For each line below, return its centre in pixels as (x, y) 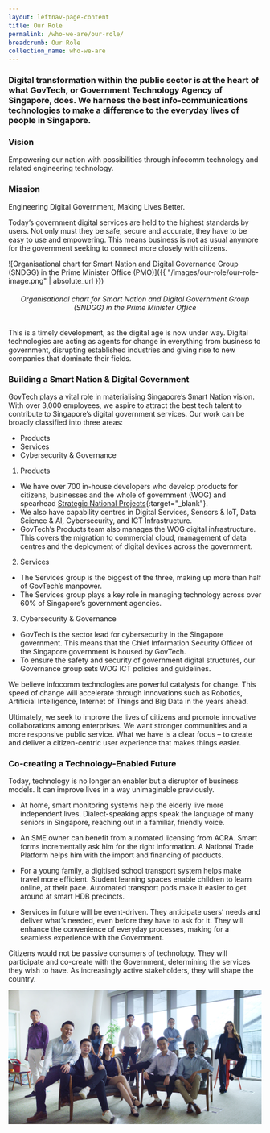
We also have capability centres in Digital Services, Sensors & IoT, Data (138, 513)
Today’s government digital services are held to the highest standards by (129, 222)
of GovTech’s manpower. (61, 586)
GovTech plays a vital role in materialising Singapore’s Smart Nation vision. (131, 397)
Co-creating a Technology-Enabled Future (92, 764)
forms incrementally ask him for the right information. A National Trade (137, 847)
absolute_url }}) (78, 280)
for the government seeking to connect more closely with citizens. (118, 248)
